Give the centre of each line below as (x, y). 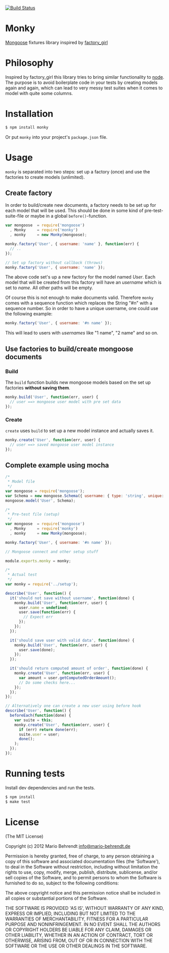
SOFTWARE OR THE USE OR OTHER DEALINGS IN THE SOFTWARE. (76, 946)
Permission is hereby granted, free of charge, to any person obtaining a (80, 856)
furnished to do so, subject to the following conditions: (62, 883)
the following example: (29, 314)
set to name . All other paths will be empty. (49, 288)
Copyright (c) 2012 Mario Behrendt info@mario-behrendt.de (68, 846)
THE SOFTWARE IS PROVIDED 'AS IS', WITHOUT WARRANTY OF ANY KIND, (85, 908)
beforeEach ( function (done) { (40, 716)
